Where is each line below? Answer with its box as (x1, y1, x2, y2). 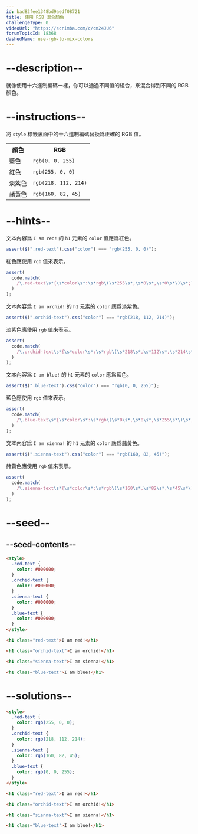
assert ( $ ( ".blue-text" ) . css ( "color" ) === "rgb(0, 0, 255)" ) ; (6, 383, 160, 389)
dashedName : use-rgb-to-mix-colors (6, 36, 94, 42)
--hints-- (6, 214, 51, 228)
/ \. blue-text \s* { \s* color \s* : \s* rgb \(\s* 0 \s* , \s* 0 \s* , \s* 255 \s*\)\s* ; (16, 417, 194, 423)
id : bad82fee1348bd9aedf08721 (6, 8, 81, 15)
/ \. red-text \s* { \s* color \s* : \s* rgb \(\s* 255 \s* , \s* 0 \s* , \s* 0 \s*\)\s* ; (16, 280, 192, 286)
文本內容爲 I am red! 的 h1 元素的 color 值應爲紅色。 (6, 234, 135, 241)
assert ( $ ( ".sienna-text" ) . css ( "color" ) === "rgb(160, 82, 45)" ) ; (6, 451, 170, 457)
